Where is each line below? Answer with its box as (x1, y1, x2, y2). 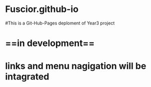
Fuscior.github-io (5, 3, 79, 15)
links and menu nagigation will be (5, 60, 147, 72)
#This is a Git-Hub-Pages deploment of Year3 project (5, 20, 115, 26)
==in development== (5, 37, 95, 49)
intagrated (5, 71, 49, 82)
